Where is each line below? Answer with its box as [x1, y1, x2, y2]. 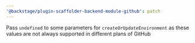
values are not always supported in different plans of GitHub [6, 30, 151, 37]
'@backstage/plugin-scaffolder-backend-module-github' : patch [6, 8, 161, 14]
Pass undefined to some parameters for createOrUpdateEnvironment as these [6, 24, 190, 31]
